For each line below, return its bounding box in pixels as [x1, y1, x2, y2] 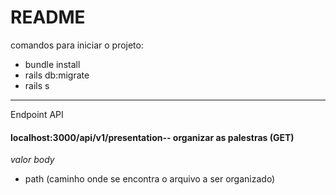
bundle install [24, 58, 81, 70]
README [10, 6, 86, 29]
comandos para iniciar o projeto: [10, 39, 144, 51]
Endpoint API [10, 108, 64, 120]
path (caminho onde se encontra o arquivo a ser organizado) [24, 173, 276, 185]
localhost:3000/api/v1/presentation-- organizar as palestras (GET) [10, 131, 295, 143]
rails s [24, 79, 50, 91]
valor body [10, 154, 55, 166]
